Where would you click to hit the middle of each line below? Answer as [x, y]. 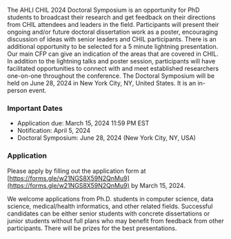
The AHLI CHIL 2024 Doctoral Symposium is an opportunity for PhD [103, 10]
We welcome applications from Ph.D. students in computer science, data [110, 198]
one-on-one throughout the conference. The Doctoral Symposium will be [111, 76]
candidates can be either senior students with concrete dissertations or [109, 214]
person [17, 90]
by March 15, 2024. [158, 185]
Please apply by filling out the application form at [77, 171]
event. [38, 90]
